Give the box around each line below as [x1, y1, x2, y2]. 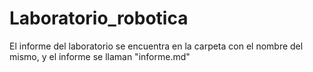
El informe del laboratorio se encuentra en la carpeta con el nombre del [9, 40, 304, 52]
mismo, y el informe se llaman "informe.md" [9, 50, 191, 62]
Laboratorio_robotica [9, 7, 189, 30]
